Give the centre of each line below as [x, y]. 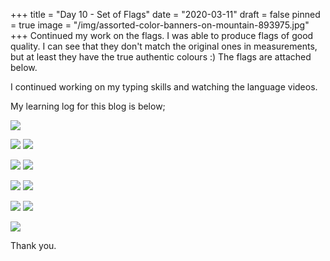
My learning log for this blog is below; [88, 106]
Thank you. [33, 245]
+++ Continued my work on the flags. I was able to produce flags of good [162, 35]
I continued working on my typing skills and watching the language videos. [164, 87]
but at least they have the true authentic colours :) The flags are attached [161, 57]
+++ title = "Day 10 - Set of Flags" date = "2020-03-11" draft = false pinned [165, 14]
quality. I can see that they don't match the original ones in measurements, [164, 46]
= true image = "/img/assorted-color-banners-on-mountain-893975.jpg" [160, 25]
